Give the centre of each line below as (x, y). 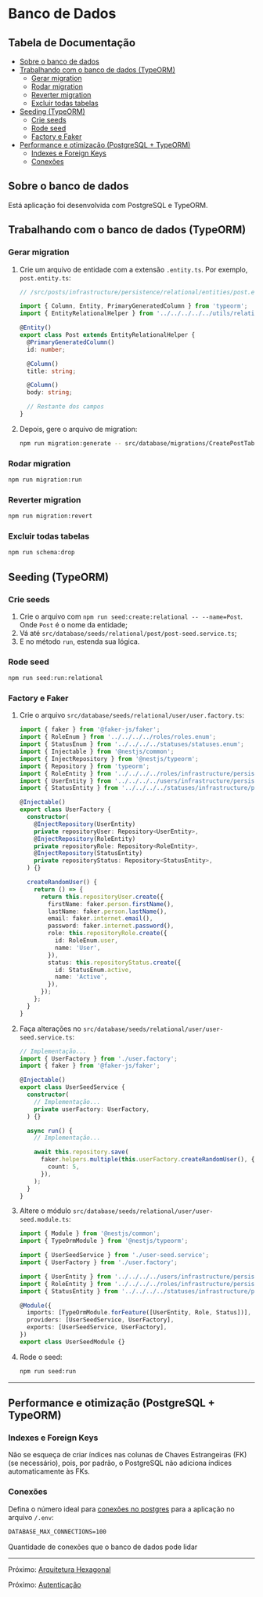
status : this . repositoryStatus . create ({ (115, 963)
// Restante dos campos (65, 407)
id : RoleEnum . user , (86, 941)
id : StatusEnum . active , (93, 970)
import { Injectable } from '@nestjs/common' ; (97, 752)
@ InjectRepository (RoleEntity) (85, 839)
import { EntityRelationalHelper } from (86, 314)
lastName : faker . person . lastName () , (108, 912)
